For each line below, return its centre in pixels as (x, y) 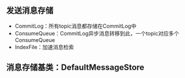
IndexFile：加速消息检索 (44, 47)
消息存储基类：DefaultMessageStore (75, 68)
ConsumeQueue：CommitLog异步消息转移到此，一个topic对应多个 (97, 33)
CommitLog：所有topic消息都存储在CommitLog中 (75, 26)
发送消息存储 (30, 11)
